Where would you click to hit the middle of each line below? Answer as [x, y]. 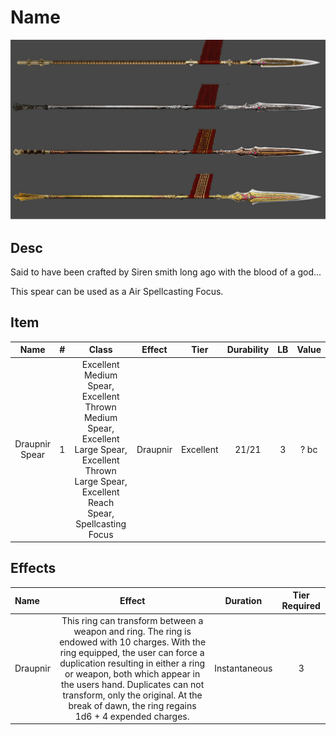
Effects [33, 568]
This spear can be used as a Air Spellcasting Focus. [117, 291]
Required [301, 606]
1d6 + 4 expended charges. [132, 716]
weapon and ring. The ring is [132, 631]
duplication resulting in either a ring [132, 663]
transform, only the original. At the [132, 695]
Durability [248, 350]
